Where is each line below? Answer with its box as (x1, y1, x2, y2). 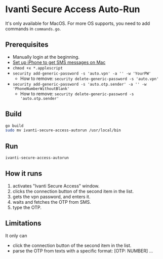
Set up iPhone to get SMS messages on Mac (12, 59, 106, 65)
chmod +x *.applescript (12, 65, 63, 70)
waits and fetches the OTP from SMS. (12, 199, 91, 205)
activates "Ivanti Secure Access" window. (12, 182, 100, 189)
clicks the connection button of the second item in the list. (12, 188, 134, 194)
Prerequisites (5, 41, 49, 49)
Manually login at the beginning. (12, 54, 80, 60)
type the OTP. (12, 204, 42, 210)
